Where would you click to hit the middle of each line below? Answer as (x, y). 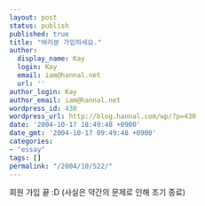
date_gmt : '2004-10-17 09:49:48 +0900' (83, 133)
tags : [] (25, 158)
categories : (31, 141)
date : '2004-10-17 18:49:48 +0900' (75, 125)
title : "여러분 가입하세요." (55, 42)
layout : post (33, 17)
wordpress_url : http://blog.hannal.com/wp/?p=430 (103, 116)
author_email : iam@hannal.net (65, 100)
